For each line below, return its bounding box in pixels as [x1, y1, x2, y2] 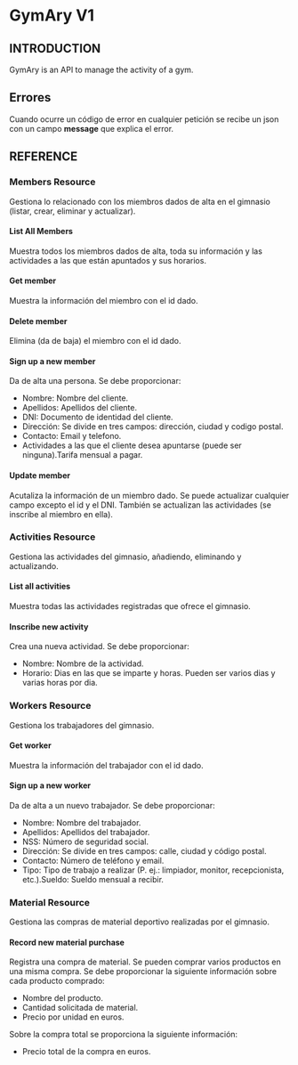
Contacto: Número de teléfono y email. [21, 855, 165, 866]
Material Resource [9, 896, 91, 908]
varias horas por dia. [21, 678, 98, 688]
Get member [9, 275, 57, 286]
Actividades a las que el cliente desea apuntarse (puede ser [21, 440, 242, 451]
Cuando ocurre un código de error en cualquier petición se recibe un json [9, 113, 279, 125]
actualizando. [9, 560, 60, 571]
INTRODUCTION [9, 41, 101, 56]
